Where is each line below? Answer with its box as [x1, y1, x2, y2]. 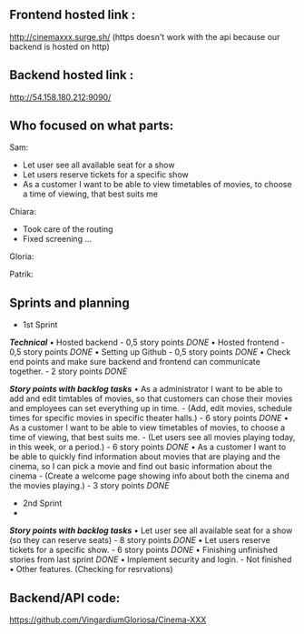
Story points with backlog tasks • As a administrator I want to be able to [9, 384, 283, 395]
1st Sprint [22, 319, 58, 330]
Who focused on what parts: [9, 118, 174, 134]
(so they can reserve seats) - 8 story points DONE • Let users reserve [9, 535, 270, 546]
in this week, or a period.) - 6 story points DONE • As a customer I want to [9, 441, 287, 453]
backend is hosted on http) [9, 41, 111, 52]
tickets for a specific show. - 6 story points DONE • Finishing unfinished [9, 545, 279, 556]
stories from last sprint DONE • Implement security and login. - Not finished [9, 554, 292, 565]
